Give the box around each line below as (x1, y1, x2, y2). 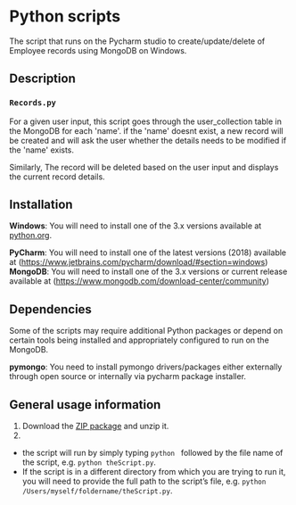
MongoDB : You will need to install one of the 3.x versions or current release (9, 266, 288, 277)
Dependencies (9, 302, 92, 317)
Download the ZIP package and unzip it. (21, 421, 169, 432)
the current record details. (9, 171, 105, 182)
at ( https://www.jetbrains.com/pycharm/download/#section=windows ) (9, 257, 268, 268)
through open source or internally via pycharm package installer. (9, 371, 247, 382)
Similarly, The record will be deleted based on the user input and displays (9, 161, 279, 172)
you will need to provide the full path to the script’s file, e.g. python (21, 476, 267, 487)
